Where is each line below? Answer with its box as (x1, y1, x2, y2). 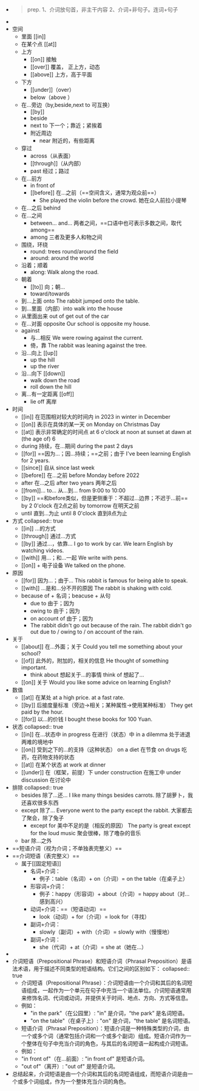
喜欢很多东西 (26, 799, 59, 806)
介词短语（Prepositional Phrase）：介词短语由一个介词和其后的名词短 (21, 979, 193, 986)
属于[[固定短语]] (21, 860, 62, 867)
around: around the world (30, 255, 94, 261)
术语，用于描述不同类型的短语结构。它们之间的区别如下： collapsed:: (17, 965, 190, 972)
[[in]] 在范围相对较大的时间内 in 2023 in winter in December (21, 413, 171, 420)
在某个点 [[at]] (21, 41, 57, 47)
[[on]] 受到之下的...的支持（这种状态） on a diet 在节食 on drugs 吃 (21, 746, 187, 753)
